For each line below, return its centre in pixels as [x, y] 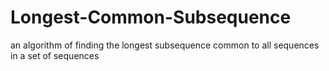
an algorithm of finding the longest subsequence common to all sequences [165, 45]
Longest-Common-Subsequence [151, 17]
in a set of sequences [55, 55]
